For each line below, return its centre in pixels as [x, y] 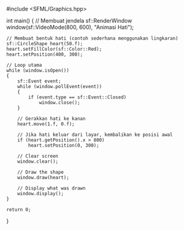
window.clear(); [38, 161]
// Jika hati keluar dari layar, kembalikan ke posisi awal [95, 135]
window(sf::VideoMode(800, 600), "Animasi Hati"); [70, 27]
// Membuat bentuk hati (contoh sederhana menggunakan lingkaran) [92, 39]
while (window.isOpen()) [38, 70]
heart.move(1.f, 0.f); [46, 124]
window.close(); [59, 103]
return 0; [19, 210]
